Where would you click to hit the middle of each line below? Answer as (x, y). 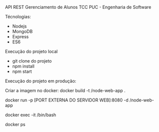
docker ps (15, 124)
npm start (22, 71)
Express (20, 37)
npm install (23, 66)
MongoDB (22, 31)
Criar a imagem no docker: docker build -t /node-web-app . (65, 90)
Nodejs (19, 26)
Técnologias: (18, 16)
